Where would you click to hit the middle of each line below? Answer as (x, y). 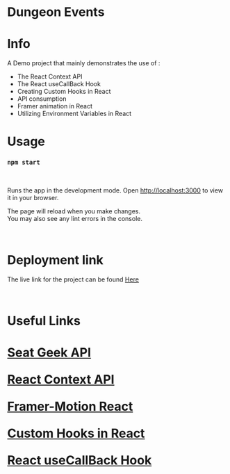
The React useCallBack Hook (59, 84)
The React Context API (50, 76)
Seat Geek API (49, 352)
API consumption (42, 99)
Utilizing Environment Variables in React (74, 114)
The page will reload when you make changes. (74, 211)
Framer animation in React (55, 106)
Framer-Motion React (70, 406)
